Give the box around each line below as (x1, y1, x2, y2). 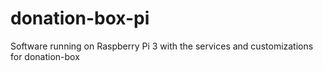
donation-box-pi (10, 7, 150, 30)
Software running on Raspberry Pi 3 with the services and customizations (10, 40, 314, 52)
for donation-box (10, 50, 80, 62)
